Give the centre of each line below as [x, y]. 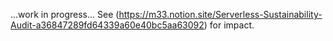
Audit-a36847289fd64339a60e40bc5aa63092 [107, 25]
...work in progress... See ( [65, 14]
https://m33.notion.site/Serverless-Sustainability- [220, 14]
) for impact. [229, 25]
